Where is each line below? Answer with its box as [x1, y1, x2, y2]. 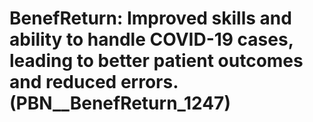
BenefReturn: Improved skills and [9, 7, 292, 30]
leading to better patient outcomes [9, 50, 304, 72]
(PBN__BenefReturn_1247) [9, 92, 231, 115]
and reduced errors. [9, 71, 179, 94]
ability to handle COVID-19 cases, [9, 28, 294, 51]
